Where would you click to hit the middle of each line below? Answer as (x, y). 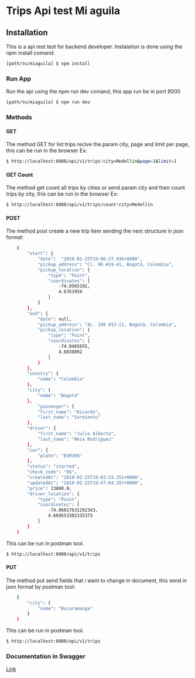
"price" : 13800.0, (49, 488)
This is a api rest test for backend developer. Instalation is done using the (94, 46)
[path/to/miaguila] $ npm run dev (48, 102)
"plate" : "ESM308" (60, 456)
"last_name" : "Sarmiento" (69, 417)
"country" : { (43, 374)
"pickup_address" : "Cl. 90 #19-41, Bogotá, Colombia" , (106, 264)
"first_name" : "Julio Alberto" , (77, 434)
